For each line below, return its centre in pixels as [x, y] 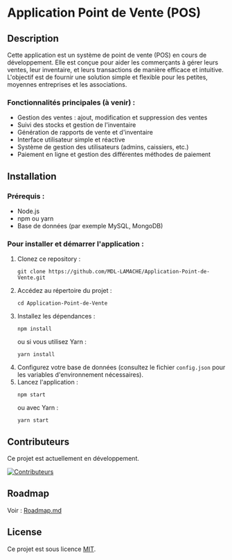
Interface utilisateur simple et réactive [71, 139]
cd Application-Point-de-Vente [62, 303]
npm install [34, 329]
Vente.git [32, 278]
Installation [32, 176]
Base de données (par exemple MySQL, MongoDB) [90, 226]
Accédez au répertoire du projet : [64, 291]
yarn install [36, 355]
